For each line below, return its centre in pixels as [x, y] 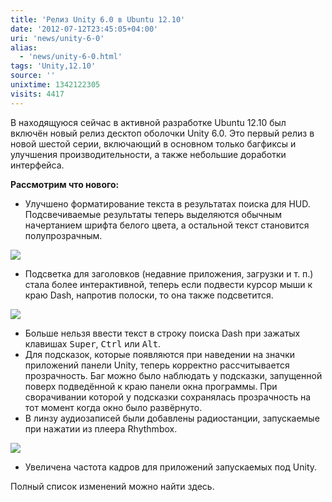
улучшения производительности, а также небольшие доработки [148, 154]
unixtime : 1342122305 [55, 85]
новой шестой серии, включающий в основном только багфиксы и [153, 143]
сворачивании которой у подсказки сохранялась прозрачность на [168, 397]
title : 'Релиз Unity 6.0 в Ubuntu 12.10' [98, 19]
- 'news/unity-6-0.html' [71, 57]
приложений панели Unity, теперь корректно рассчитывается [157, 365]
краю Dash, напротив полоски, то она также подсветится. [149, 295]
